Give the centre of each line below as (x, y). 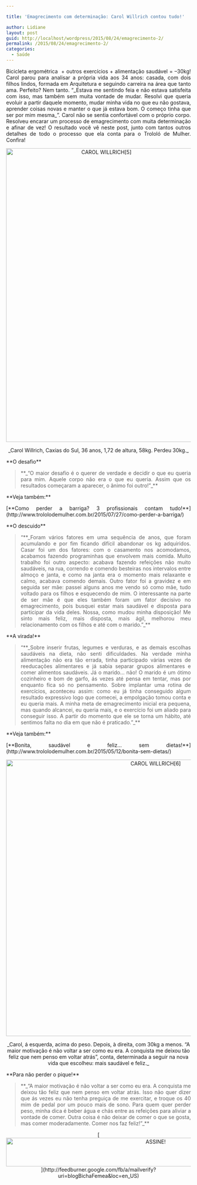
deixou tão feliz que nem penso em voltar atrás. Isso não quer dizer (106, 1092)
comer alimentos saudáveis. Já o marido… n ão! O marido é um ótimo (106, 672)
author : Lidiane (26, 27)
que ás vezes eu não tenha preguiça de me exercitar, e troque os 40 (106, 1098)
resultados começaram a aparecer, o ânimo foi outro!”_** (89, 485)
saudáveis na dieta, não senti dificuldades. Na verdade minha (106, 653)
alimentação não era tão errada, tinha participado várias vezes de (106, 660)
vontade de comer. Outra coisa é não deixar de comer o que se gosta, (106, 1117)
